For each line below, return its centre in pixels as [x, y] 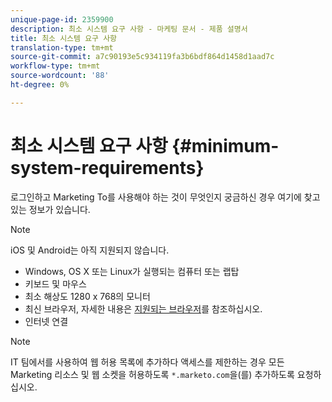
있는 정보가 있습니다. [50, 209]
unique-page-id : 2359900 [62, 19]
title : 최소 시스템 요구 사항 [64, 38]
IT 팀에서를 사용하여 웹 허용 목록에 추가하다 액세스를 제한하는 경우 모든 [147, 362]
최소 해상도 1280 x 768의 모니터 [87, 296]
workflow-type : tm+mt [55, 66]
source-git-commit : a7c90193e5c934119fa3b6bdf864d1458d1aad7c [142, 57]
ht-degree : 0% [40, 85]
